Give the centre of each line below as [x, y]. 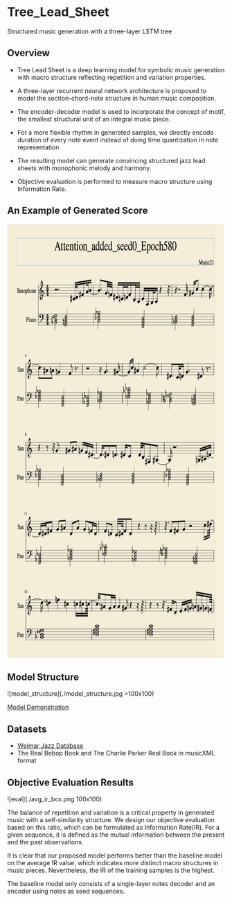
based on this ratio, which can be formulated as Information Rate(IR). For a [114, 827]
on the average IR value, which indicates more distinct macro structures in [113, 863]
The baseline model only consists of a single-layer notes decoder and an [111, 884]
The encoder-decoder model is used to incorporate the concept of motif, [121, 111]
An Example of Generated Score [78, 211]
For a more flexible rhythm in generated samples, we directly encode [115, 132]
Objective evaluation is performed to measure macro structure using [115, 181]
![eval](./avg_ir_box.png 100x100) [55, 799]
